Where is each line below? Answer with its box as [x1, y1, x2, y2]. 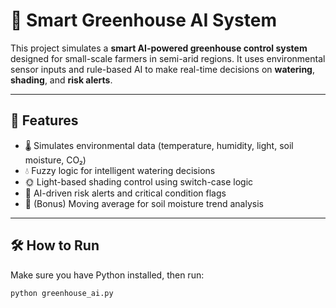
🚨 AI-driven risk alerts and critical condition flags [24, 187, 227, 199]
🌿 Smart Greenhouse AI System [10, 9, 278, 32]
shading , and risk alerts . [10, 74, 113, 86]
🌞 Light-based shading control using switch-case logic [24, 175, 254, 188]
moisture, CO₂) [24, 154, 87, 166]
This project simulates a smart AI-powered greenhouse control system [10, 42, 308, 54]
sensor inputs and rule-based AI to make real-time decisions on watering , [10, 63, 316, 75]
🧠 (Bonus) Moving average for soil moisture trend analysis [24, 197, 264, 209]
